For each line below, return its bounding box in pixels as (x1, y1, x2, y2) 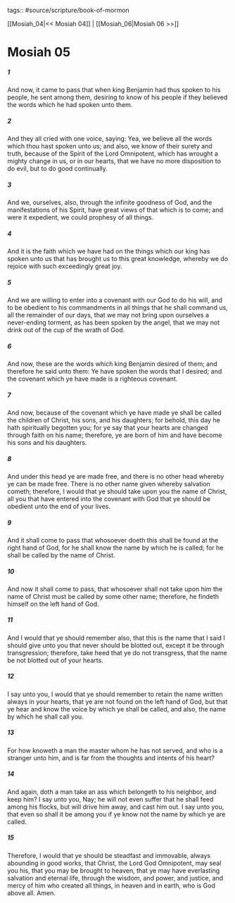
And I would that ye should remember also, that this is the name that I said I (7, 633, 225, 642)
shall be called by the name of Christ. (7, 550, 115, 559)
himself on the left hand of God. (7, 600, 100, 608)
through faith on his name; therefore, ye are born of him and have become (7, 431, 222, 439)
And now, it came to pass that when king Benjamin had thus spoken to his (7, 86, 221, 94)
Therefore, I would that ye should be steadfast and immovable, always (7, 851, 211, 859)
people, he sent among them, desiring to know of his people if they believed (7, 93, 228, 101)
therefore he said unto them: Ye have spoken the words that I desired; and (7, 367, 222, 375)
